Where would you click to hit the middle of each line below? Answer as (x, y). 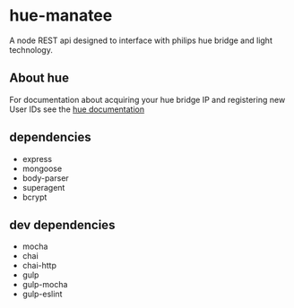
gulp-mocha (45, 285)
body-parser (45, 178)
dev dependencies (62, 225)
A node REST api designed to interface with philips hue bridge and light (141, 40)
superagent (43, 187)
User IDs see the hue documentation (77, 109)
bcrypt (35, 197)
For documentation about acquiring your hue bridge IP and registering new (147, 99)
